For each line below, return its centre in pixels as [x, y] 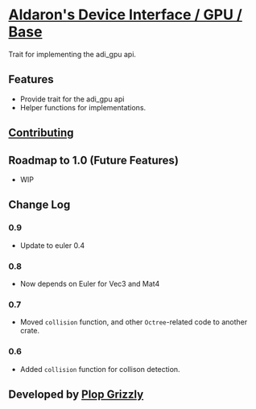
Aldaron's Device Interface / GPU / [126, 15]
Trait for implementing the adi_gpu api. [72, 54]
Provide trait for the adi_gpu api [72, 99]
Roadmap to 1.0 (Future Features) [94, 160]
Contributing [41, 133]
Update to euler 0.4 [52, 245]
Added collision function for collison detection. [100, 369]
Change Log [39, 205]
